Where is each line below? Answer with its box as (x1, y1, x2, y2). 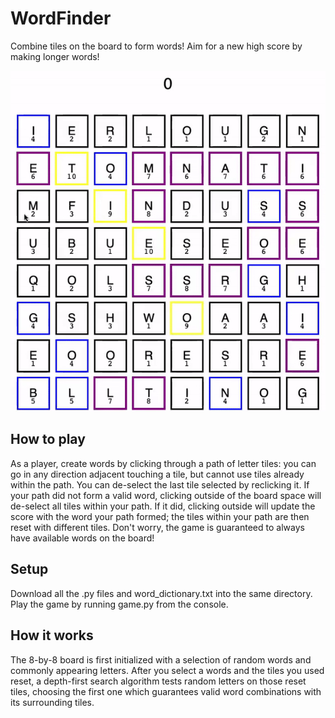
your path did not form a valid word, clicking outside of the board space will (10, 489, 322, 501)
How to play (10, 431, 86, 448)
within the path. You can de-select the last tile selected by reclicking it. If (10, 478, 310, 491)
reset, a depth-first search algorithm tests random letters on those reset (10, 675, 307, 687)
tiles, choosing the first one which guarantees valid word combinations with (10, 685, 322, 697)
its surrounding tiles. (10, 696, 95, 708)
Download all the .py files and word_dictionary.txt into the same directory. (10, 587, 313, 599)
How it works (10, 627, 94, 644)
